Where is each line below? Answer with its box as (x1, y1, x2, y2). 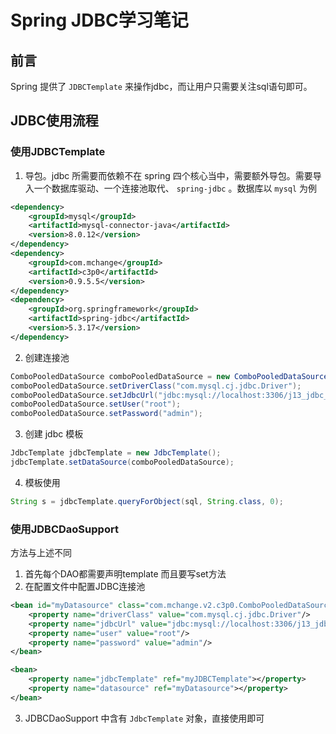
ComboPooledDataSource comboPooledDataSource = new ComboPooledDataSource (10, 371, 329, 381)
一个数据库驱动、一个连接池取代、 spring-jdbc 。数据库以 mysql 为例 (33, 182, 318, 194)
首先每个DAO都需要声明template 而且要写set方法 (24, 568, 227, 580)
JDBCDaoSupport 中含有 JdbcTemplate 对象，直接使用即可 (24, 712, 265, 724)
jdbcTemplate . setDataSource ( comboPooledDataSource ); (10, 457, 235, 468)
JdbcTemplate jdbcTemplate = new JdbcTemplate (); (10, 448, 222, 458)
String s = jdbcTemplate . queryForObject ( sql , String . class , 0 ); (10, 496, 284, 506)
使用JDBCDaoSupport (10, 522, 119, 536)
